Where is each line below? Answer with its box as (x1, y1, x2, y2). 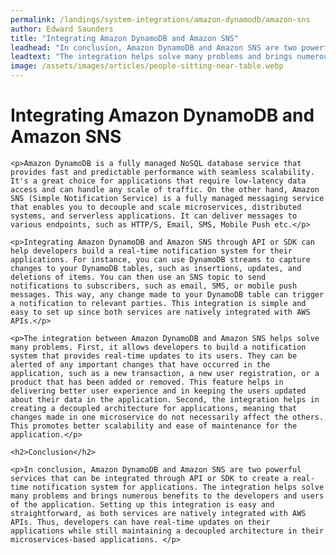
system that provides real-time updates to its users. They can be (10, 351, 298, 361)
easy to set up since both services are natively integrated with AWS (10, 307, 311, 317)
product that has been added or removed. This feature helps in (10, 377, 284, 387)
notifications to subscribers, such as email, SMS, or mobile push (10, 281, 298, 291)
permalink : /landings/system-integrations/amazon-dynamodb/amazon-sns (10, 14, 311, 25)
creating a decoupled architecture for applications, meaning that (10, 403, 298, 413)
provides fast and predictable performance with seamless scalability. (10, 167, 315, 177)
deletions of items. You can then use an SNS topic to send (10, 272, 267, 282)
